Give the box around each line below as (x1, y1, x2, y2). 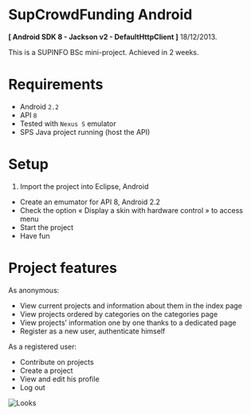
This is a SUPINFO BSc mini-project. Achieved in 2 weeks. (8, 47, 199, 57)
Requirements (8, 76, 104, 93)
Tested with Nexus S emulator (19, 118, 117, 128)
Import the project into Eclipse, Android (19, 181, 149, 191)
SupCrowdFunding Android (8, 6, 193, 24)
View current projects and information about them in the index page (19, 301, 243, 310)
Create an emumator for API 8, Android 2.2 (19, 197, 161, 207)
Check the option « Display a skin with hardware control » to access (19, 205, 243, 215)
